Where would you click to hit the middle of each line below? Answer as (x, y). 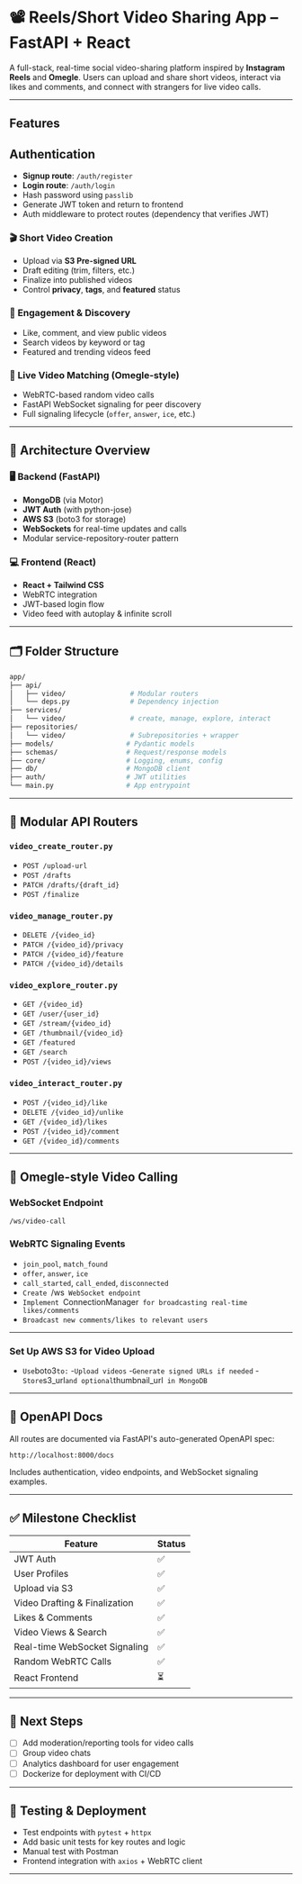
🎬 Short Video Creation (62, 238)
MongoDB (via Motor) (63, 500)
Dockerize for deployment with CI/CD (92, 1773)
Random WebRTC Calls (63, 1661)
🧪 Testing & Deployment (78, 1811)
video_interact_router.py (66, 1083)
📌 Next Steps (46, 1721)
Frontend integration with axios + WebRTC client (112, 1861)
